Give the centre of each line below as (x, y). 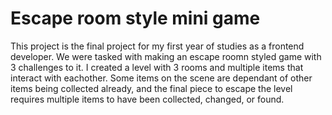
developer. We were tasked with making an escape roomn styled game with (166, 56)
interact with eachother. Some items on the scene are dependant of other (161, 78)
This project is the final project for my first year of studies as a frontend (157, 46)
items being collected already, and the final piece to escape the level (151, 88)
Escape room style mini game (135, 18)
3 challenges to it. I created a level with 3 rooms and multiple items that (157, 67)
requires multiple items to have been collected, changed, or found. (147, 99)
